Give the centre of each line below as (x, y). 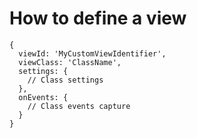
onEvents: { (43, 97)
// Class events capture (79, 106)
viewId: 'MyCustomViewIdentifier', (92, 53)
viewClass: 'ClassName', (70, 62)
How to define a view (98, 18)
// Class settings (65, 80)
